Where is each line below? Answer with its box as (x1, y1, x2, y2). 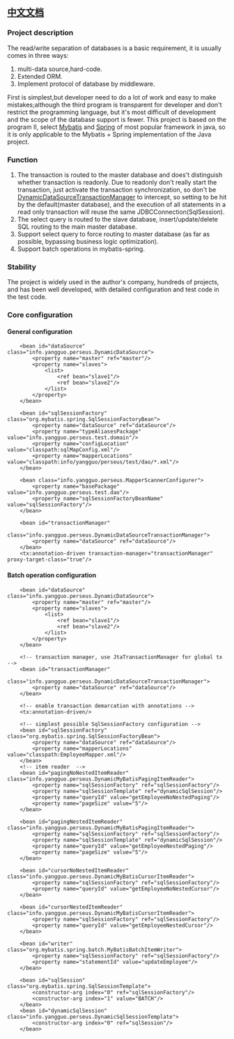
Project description (7, 28, 74, 38)
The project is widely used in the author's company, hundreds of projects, (7, 278, 219, 286)
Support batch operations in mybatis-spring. (17, 245, 145, 253)
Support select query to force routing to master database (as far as (17, 229, 210, 238)
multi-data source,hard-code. (17, 65, 102, 73)
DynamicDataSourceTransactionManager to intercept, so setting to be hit (17, 192, 227, 201)
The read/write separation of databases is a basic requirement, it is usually (7, 44, 221, 52)
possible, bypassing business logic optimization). (17, 237, 159, 245)
